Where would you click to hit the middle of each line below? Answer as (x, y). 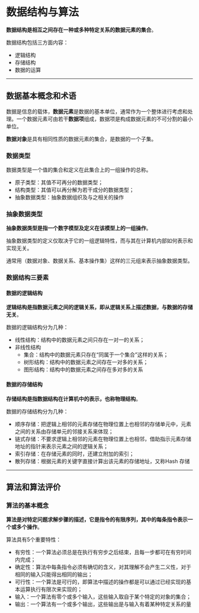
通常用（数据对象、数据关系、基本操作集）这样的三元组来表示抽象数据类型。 (99, 261)
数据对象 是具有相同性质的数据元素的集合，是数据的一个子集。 (81, 139)
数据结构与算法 (43, 12)
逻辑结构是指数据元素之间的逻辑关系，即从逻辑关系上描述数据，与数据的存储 (99, 307)
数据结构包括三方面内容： (37, 42)
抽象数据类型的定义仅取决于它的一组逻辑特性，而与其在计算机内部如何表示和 (99, 241)
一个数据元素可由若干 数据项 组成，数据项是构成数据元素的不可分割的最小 (105, 119)
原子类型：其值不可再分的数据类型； (59, 182)
